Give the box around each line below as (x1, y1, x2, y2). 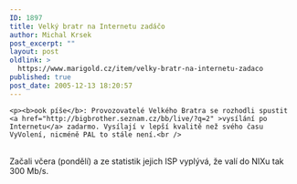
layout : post (9, 47, 59, 56)
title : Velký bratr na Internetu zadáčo (9, 22, 166, 31)
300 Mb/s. (9, 165, 48, 176)
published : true (9, 73, 71, 82)
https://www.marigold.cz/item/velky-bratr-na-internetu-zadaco (17, 65, 263, 74)
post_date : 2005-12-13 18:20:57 (9, 81, 133, 90)
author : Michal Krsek (9, 30, 92, 39)
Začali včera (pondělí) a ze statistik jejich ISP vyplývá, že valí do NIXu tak (9, 156, 284, 167)
